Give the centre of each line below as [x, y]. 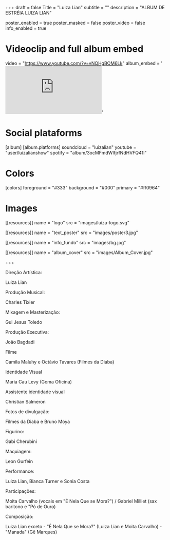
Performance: [20, 471]
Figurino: [15, 431]
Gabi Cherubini [21, 441]
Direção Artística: [24, 272]
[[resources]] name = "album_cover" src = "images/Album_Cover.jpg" [79, 252]
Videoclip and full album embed [74, 49]
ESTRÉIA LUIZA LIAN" [29, 13]
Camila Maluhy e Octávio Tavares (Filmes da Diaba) [60, 362]
